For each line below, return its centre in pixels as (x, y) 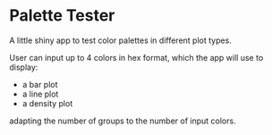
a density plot (47, 103)
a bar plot (40, 84)
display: (24, 67)
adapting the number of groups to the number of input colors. (123, 121)
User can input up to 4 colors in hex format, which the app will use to (136, 57)
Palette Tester (62, 16)
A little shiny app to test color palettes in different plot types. (121, 40)
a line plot (40, 94)
